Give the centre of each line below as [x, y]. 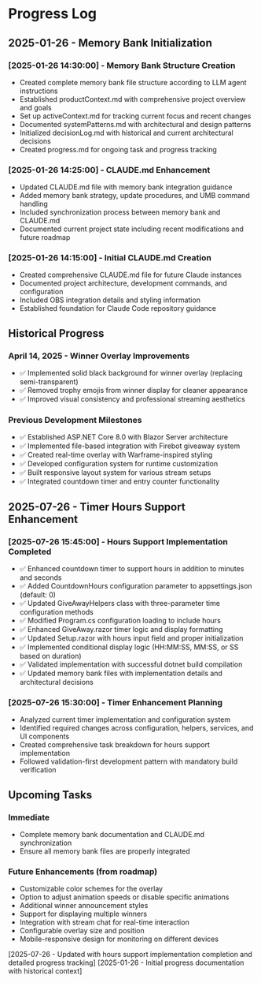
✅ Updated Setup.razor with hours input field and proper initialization [131, 638]
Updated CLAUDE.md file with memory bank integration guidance [126, 187]
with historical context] [45, 971]
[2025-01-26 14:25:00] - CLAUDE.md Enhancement [109, 170]
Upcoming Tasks [50, 795]
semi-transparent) [49, 382]
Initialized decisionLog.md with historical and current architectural [126, 133]
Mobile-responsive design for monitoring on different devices [119, 939]
